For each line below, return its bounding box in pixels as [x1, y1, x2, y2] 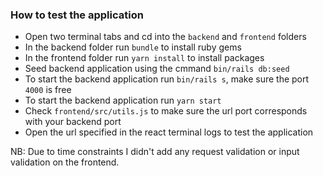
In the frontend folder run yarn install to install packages [24, 52, 265, 64]
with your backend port [24, 116, 122, 128]
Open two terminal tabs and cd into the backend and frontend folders [24, 31, 307, 43]
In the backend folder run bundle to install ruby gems [24, 41, 242, 53]
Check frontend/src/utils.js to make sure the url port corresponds [24, 105, 308, 117]
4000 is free [24, 84, 72, 96]
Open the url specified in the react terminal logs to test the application [24, 126, 314, 138]
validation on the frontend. [10, 156, 120, 168]
